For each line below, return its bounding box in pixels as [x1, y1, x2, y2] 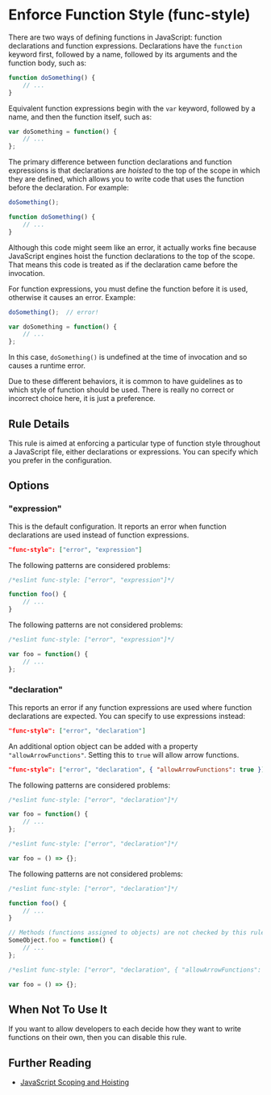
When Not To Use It [8, 1003, 107, 1016]
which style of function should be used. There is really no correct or [8, 385, 235, 395]
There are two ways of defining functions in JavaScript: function [8, 32, 223, 42]
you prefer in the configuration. [8, 456, 112, 465]
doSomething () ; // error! [8, 308, 99, 316]
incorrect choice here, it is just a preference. [8, 394, 156, 403]
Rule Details [8, 417, 70, 431]
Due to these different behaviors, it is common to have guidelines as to [8, 377, 244, 387]
